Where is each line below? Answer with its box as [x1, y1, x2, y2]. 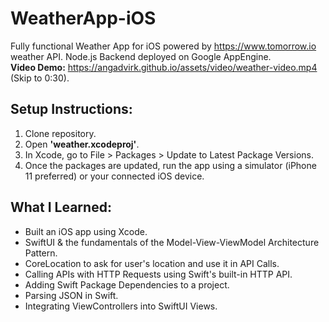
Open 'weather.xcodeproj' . [24, 138, 140, 150]
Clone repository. [24, 127, 97, 139]
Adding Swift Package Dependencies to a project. [24, 278, 230, 291]
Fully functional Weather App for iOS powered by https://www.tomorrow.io [10, 40, 317, 52]
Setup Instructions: [10, 101, 133, 118]
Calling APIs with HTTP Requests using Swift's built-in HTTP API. [24, 268, 293, 280]
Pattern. [24, 247, 58, 259]
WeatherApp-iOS [10, 7, 157, 30]
